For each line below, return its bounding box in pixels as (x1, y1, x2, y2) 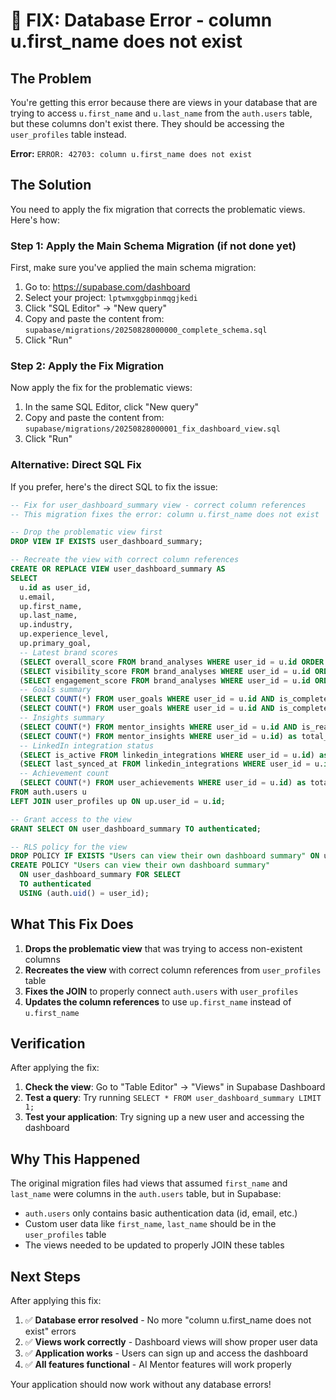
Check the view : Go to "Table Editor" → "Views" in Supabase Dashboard (24, 1081, 326, 1093)
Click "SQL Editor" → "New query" (24, 302, 167, 314)
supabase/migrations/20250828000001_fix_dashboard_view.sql (24, 424, 281, 434)
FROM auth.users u (10, 787, 87, 798)
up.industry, (19, 620, 74, 630)
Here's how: (10, 214, 60, 226)
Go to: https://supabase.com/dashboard (24, 281, 191, 293)
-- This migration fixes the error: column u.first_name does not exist (10, 509, 320, 519)
